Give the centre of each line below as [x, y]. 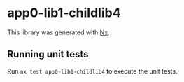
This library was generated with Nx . [58, 32]
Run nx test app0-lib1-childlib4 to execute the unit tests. [92, 71]
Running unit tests [48, 54]
